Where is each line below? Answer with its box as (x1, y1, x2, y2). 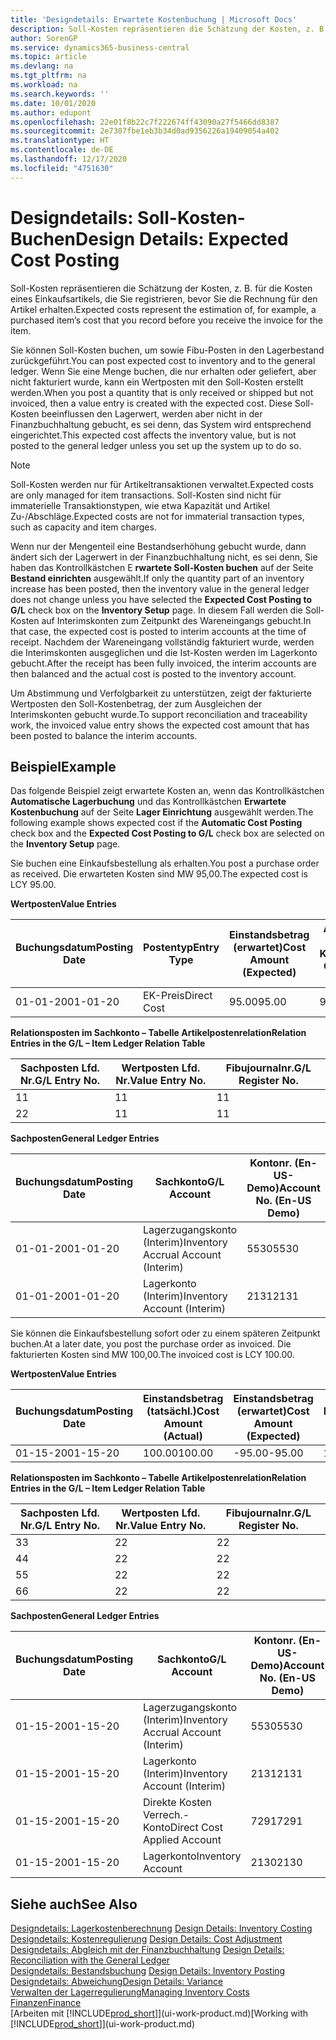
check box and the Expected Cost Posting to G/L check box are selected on (10, 827, 325, 840)
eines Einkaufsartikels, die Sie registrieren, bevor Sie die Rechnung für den (10, 292, 318, 305)
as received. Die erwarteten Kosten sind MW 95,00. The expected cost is (10, 868, 309, 880)
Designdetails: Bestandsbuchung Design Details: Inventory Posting (10, 1965, 286, 1977)
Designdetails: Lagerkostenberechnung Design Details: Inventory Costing (10, 1922, 313, 1935)
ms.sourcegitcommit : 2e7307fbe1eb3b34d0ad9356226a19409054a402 (10, 126, 280, 136)
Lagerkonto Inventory (143, 1849, 242, 1863)
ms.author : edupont (10, 107, 92, 118)
